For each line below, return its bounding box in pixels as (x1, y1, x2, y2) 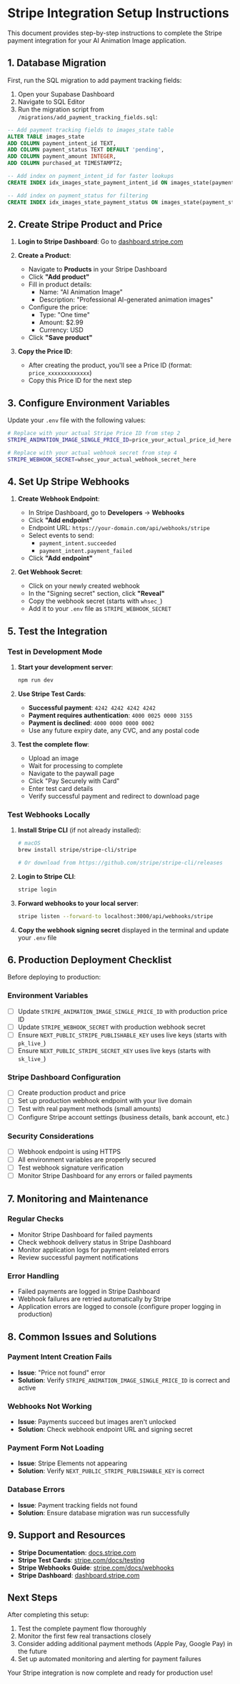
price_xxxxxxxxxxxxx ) (28, 369, 92, 377)
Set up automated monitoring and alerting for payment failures (17, 1655, 201, 1663)
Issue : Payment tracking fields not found (17, 1500, 138, 1509)
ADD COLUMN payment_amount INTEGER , (7, 153, 116, 160)
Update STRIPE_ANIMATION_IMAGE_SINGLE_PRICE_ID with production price (17, 1007, 228, 1015)
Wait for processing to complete (28, 762, 124, 769)
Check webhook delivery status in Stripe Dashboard (17, 1237, 171, 1246)
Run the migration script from (17, 105, 105, 114)
